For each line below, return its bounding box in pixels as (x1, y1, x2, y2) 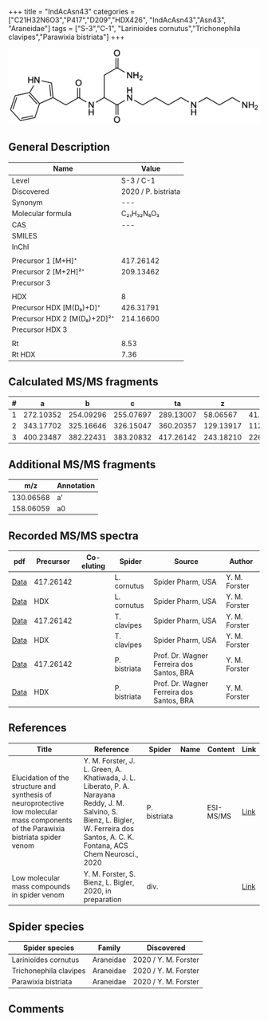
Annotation (57, 481, 96, 491)
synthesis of (11, 790, 53, 800)
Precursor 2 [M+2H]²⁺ (11, 266, 85, 276)
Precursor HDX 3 (11, 325, 68, 334)
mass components (11, 815, 73, 825)
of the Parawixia (11, 824, 65, 834)
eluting (81, 561, 106, 570)
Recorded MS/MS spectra (8, 529, 140, 542)
